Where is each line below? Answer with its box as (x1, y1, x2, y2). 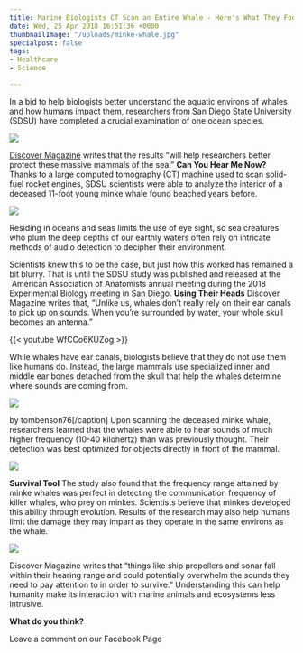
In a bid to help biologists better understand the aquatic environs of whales (9, 96, 289, 106)
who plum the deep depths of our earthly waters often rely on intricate (9, 232, 271, 243)
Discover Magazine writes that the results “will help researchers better (9, 150, 271, 161)
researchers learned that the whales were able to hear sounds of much (9, 424, 273, 435)
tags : (9, 47, 30, 56)
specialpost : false (9, 38, 83, 48)
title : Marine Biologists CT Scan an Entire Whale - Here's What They (9, 13, 280, 23)
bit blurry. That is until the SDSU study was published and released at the (9, 268, 281, 280)
